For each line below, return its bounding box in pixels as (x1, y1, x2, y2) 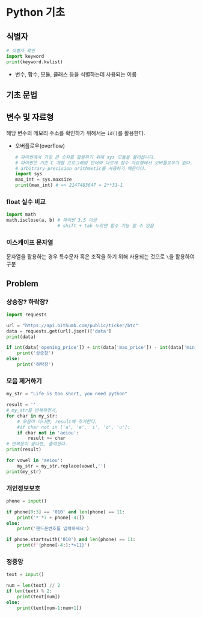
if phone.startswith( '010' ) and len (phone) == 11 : (6, 537, 136, 543)
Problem (6, 278, 39, 289)
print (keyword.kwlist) (6, 58, 63, 65)
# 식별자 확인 (6, 48, 35, 54)
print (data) (6, 334, 36, 340)
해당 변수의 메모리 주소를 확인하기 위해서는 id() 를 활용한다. (6, 129, 145, 136)
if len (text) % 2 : (6, 588, 52, 594)
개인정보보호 (6, 484, 41, 492)
